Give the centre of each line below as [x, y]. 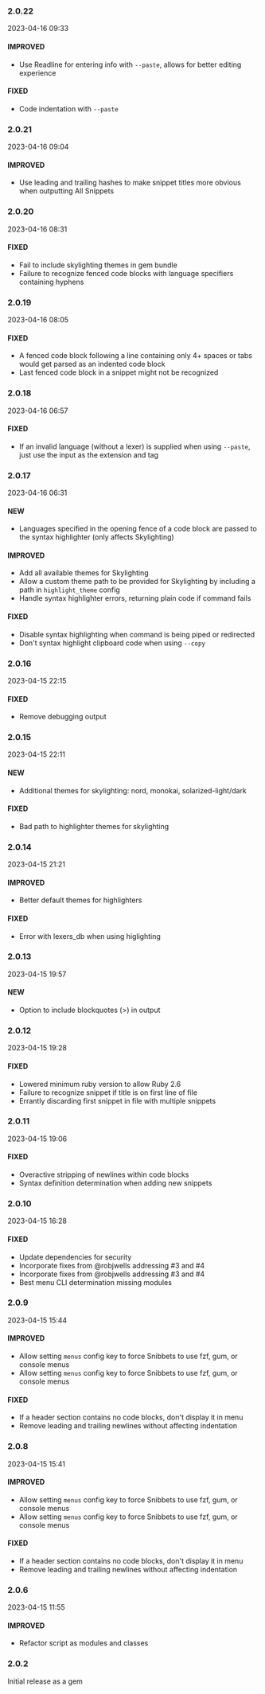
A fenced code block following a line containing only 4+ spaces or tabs [135, 356]
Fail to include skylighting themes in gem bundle [98, 265]
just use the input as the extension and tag [89, 454]
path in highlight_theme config [69, 590]
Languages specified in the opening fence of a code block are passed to [138, 529]
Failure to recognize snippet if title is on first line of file [108, 1092]
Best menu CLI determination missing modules [95, 1282]
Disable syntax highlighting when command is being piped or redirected [137, 634]
